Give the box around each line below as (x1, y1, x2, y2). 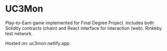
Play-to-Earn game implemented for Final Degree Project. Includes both (5, 20, 154, 26)
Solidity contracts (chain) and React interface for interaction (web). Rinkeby (5, 25, 162, 31)
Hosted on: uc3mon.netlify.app (5, 40, 70, 46)
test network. (5, 30, 33, 36)
